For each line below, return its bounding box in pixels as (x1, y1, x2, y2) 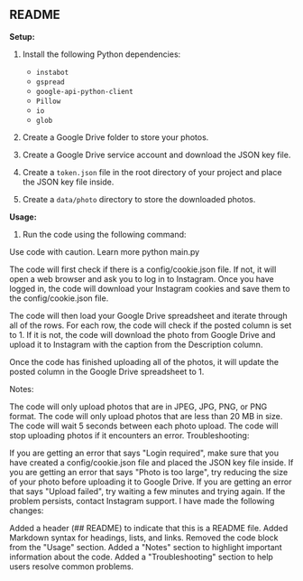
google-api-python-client (35, 87, 133, 96)
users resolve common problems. (9, 560, 133, 572)
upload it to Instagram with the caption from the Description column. (9, 339, 263, 350)
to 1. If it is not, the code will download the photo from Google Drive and (9, 329, 276, 340)
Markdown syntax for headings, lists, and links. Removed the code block (9, 532, 279, 543)
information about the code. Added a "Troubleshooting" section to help (9, 551, 273, 562)
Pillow (35, 97, 61, 106)
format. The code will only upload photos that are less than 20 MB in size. (9, 410, 283, 421)
